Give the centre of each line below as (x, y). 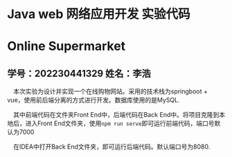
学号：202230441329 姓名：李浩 (79, 73)
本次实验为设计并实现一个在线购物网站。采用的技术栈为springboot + (110, 91)
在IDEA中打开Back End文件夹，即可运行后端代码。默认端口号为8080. (112, 147)
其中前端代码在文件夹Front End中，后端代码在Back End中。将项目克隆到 (116, 115)
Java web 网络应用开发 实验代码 (99, 14)
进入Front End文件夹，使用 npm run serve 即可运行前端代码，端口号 (120, 123)
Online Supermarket (66, 46)
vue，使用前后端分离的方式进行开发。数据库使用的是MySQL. (93, 100)
